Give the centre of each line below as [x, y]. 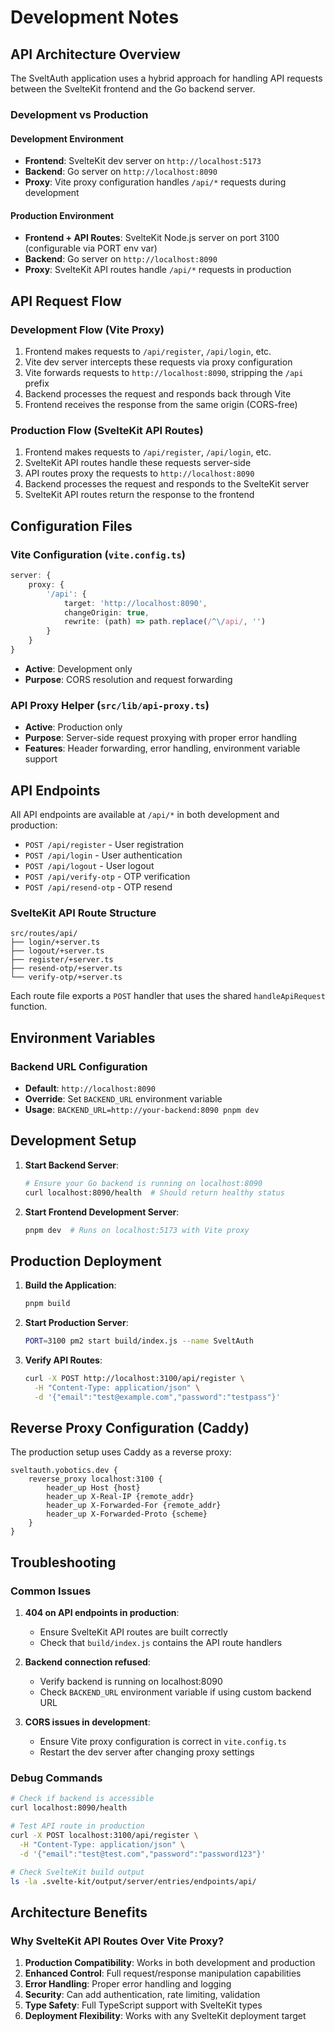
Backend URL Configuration [79, 1066]
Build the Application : [70, 1285]
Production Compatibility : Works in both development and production [170, 1963]
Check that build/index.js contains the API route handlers [161, 1643]
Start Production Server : [76, 1323]
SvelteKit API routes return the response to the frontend [139, 495]
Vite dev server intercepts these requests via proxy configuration [158, 362]
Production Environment [62, 215]
